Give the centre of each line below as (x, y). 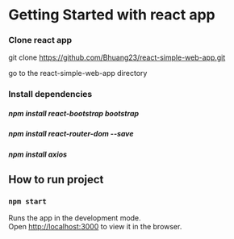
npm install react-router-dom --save (71, 134)
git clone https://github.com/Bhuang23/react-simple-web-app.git (117, 57)
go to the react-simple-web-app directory (78, 73)
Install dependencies (50, 94)
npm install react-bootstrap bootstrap (74, 113)
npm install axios (38, 154)
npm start (27, 202)
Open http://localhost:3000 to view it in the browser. (95, 227)
